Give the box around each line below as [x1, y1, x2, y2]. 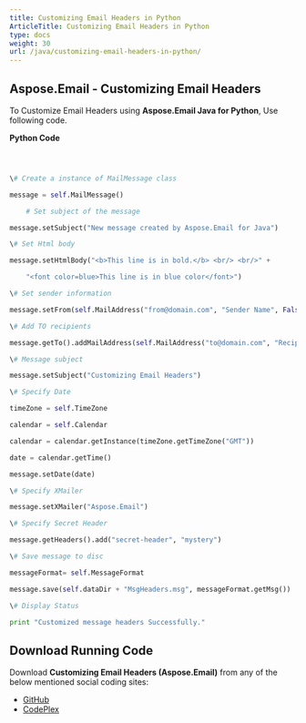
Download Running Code [9, 643, 154, 658]
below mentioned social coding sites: [9, 677, 148, 687]
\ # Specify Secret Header [9, 519, 107, 528]
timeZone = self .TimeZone [9, 404, 107, 413]
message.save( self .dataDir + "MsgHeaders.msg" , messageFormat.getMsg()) [9, 585, 291, 594]
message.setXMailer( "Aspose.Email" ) [9, 503, 148, 512]
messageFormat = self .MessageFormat [9, 568, 145, 577]
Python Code [9, 132, 61, 143]
